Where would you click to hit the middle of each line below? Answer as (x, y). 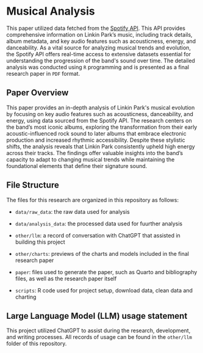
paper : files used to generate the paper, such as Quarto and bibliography (106, 272)
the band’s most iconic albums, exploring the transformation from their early (102, 127)
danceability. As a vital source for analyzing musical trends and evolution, (98, 48)
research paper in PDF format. (43, 73)
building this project (40, 242)
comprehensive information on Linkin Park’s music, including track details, (100, 34)
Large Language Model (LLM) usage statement (97, 316)
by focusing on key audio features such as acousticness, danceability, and (100, 114)
